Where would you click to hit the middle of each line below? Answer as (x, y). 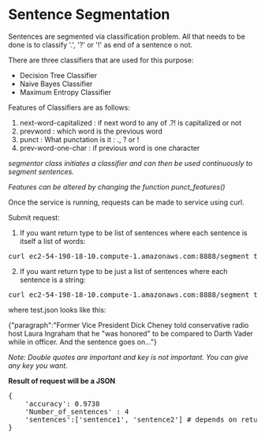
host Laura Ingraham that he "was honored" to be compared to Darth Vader (131, 333)
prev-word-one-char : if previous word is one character (110, 148)
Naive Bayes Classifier (56, 84)
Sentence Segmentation (89, 15)
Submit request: (34, 217)
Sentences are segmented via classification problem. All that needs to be (127, 36)
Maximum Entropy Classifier (65, 92)
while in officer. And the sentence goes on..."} (83, 342)
